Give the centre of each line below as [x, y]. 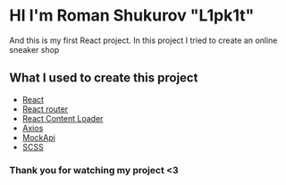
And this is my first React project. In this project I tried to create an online [143, 40]
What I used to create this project [104, 78]
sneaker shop [34, 49]
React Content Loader [63, 118]
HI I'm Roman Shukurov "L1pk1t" [132, 16]
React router [45, 109]
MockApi [39, 137]
